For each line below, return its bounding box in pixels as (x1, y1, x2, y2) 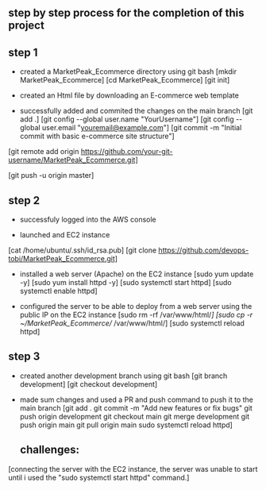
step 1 (8, 45, 38, 59)
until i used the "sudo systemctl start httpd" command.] (8, 473, 190, 482)
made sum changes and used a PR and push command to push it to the (19, 395, 254, 404)
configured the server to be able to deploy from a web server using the (19, 302, 253, 311)
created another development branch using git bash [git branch (19, 371, 228, 380)
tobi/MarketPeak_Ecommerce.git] (8, 254, 118, 264)
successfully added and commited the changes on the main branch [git (19, 106, 253, 116)
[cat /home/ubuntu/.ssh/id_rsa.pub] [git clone (8, 245, 157, 255)
